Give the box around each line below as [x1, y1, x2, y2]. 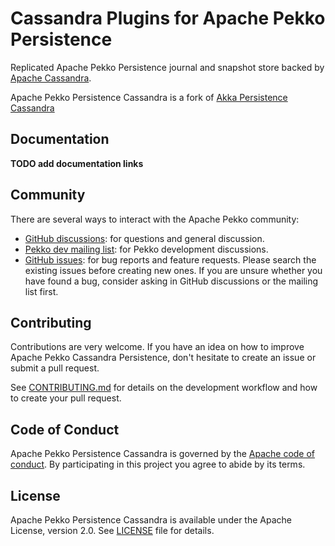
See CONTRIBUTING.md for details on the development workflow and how [10, 382, 318, 394]
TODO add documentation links [10, 157, 144, 169]
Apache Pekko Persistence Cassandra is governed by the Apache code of [10, 448, 316, 460]
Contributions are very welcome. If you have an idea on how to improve [10, 341, 305, 353]
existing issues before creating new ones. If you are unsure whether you [24, 264, 323, 276]
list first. [24, 285, 59, 297]
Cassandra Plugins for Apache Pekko [10, 7, 326, 30]
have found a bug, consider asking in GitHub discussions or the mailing [24, 275, 319, 287]
